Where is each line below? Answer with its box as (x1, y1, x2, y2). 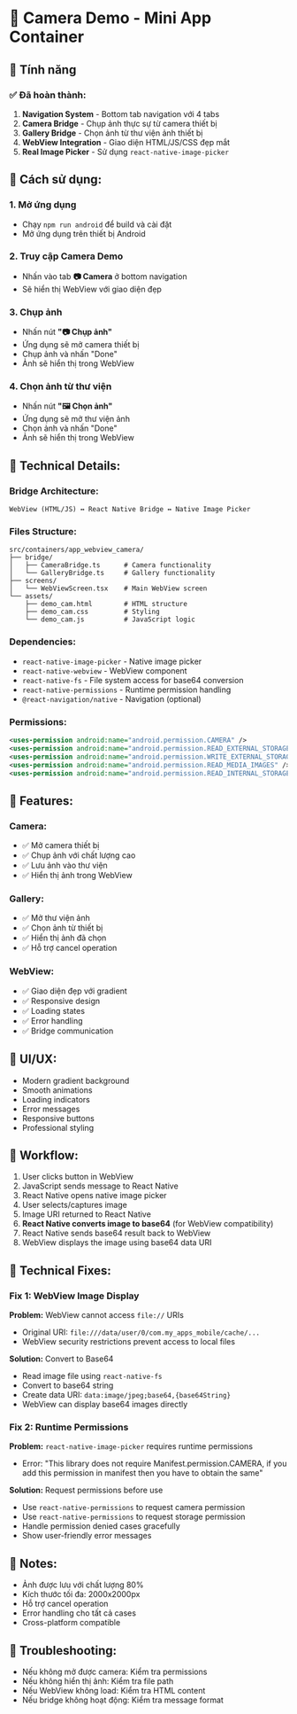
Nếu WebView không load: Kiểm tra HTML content (21, 1685, 206, 1695)
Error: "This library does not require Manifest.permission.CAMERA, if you (21, 1458, 287, 1469)
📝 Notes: (9, 1555, 57, 1571)
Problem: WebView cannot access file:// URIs (9, 1310, 184, 1320)
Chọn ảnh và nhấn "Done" (21, 423, 118, 433)
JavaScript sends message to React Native (21, 1180, 179, 1191)
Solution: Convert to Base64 (9, 1353, 114, 1364)
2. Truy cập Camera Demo (9, 250, 124, 262)
